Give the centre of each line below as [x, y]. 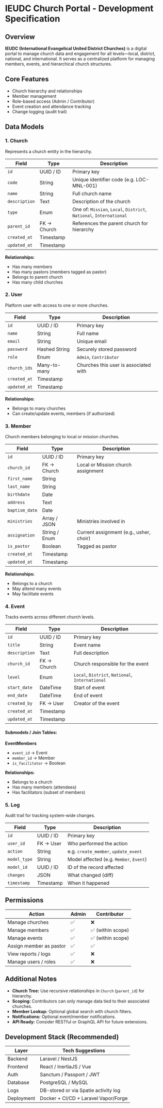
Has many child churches [37, 282]
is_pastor [19, 546]
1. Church [16, 141]
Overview [20, 37]
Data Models [24, 127]
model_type [20, 859]
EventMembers [21, 743]
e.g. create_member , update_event [105, 851]
